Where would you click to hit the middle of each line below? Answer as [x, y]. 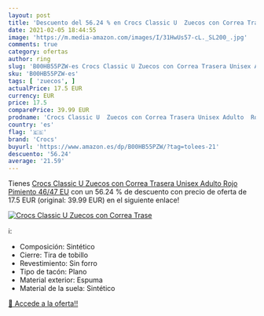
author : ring [29, 60]
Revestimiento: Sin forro [59, 263]
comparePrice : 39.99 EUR [49, 111]
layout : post [29, 15]
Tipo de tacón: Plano [53, 272]
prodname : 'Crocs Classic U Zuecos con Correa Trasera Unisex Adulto [126, 118]
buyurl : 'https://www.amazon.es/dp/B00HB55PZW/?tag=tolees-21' [114, 147]
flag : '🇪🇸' [27, 132]
